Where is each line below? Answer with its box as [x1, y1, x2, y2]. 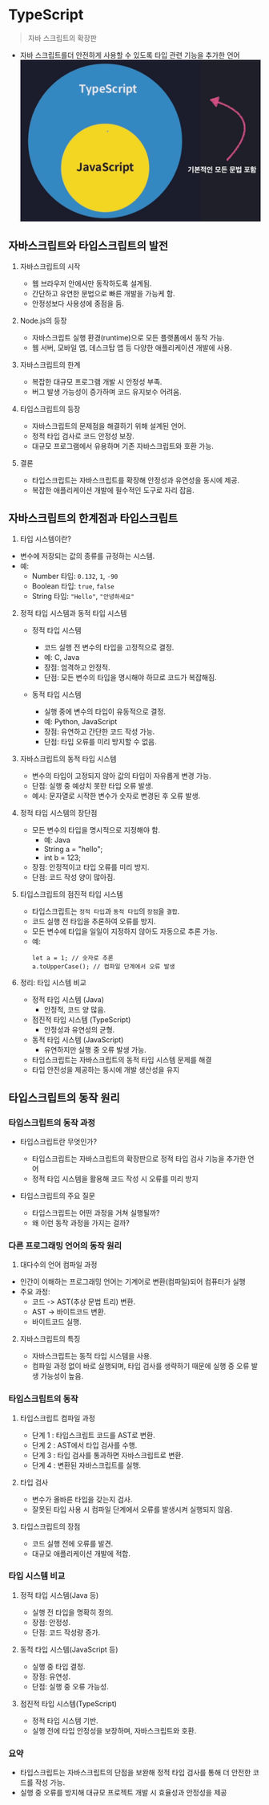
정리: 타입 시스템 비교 [19, 978, 86, 988]
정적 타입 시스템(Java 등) [19, 1590, 99, 1599]
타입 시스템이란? [19, 534, 72, 544]
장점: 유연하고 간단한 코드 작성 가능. [43, 727, 155, 736]
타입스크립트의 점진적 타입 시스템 [19, 890, 123, 899]
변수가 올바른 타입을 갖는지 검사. [31, 1494, 133, 1504]
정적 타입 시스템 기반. [31, 1716, 98, 1726]
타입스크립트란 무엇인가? [19, 1136, 98, 1146]
